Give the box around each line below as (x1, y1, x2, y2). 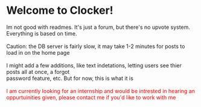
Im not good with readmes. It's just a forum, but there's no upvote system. (6, 23, 190, 31)
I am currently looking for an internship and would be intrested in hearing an (6, 87, 195, 94)
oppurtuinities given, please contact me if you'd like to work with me (6, 94, 176, 101)
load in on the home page (6, 49, 70, 56)
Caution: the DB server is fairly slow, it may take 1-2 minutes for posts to (6, 43, 185, 50)
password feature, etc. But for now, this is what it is (6, 75, 134, 82)
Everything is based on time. (6, 29, 77, 37)
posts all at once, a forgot (6, 68, 70, 75)
